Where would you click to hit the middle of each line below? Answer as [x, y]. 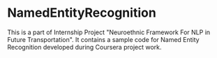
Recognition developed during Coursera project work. [84, 47]
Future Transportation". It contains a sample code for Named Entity [104, 39]
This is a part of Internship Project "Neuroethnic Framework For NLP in [109, 32]
